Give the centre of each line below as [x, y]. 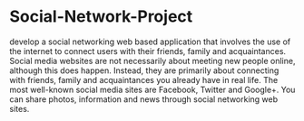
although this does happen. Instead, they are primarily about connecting [144, 70]
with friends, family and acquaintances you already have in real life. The [144, 79]
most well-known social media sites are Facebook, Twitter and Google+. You [152, 89]
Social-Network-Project [101, 17]
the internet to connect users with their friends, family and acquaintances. [148, 51]
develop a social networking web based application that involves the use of [150, 42]
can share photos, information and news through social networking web [144, 99]
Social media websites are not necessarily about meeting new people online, [152, 60]
